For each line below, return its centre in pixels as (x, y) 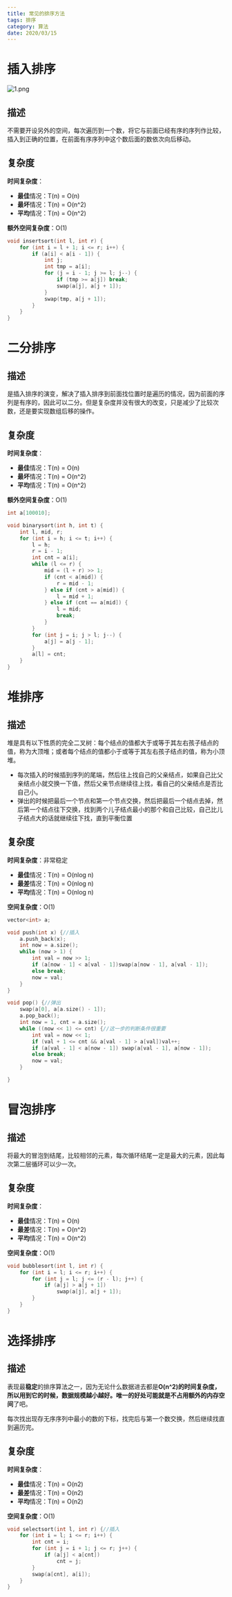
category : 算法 (28, 26)
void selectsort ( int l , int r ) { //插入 (64, 1529)
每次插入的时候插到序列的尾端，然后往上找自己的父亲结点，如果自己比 (117, 775)
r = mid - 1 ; (75, 583)
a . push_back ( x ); (43, 939)
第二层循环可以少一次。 (46, 1164)
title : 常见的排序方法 (36, 14)
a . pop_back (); (40, 1016)
